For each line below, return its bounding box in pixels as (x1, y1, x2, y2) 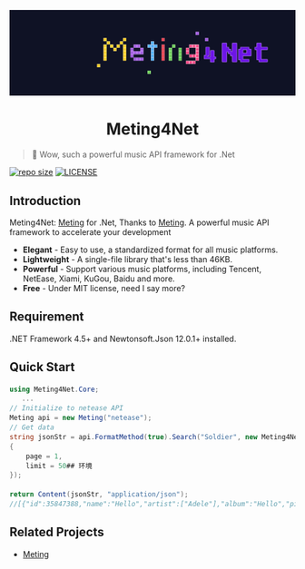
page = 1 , (25, 451, 64, 461)
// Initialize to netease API (9, 404, 124, 413)
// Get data (9, 423, 54, 432)
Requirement (9, 309, 84, 325)
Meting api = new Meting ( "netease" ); (9, 414, 152, 423)
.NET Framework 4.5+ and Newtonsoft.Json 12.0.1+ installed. (9, 333, 237, 344)
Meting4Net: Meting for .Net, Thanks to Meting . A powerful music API (9, 217, 270, 228)
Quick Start (9, 359, 75, 375)
